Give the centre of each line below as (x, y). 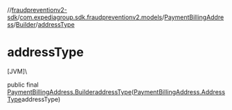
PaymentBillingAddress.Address (180, 91)
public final (23, 85)
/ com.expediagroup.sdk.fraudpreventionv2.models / (91, 17)
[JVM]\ (17, 71)
